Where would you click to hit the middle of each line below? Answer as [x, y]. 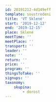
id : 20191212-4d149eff [28, 10]
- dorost [31, 92]
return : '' [16, 60]
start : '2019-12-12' [26, 23]
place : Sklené [19, 32]
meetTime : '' [18, 37]
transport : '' [19, 46]
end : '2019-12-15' [24, 28]
